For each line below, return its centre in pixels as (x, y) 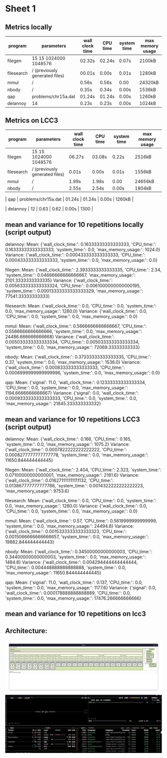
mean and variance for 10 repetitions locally (75, 224)
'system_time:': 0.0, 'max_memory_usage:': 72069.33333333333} (73, 347)
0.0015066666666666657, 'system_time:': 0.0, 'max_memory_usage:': (77, 537)
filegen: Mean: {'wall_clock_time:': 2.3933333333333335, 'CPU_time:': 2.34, (83, 270)
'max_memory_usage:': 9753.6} (37, 491)
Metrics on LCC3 (32, 120)
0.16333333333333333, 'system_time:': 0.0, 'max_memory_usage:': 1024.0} (83, 250)
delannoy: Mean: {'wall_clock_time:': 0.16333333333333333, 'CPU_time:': (81, 244)
